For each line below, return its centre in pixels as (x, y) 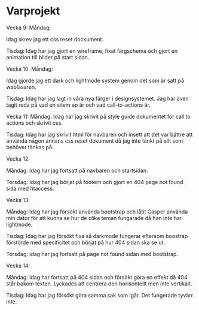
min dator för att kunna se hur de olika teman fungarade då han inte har (94, 218)
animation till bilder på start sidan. (48, 57)
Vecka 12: (18, 159)
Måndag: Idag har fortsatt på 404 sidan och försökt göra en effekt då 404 (97, 277)
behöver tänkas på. (30, 147)
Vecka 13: (18, 200)
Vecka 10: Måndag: (30, 69)
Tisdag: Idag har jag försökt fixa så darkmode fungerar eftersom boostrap (97, 236)
